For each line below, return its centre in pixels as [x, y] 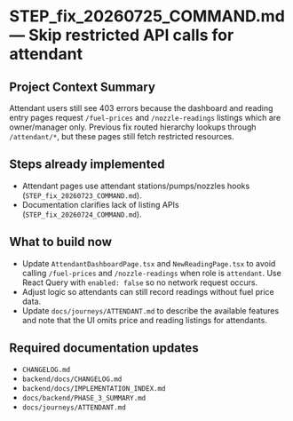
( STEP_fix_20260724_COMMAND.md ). [82, 214]
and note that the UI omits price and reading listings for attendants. [145, 320]
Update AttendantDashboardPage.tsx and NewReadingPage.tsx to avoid [149, 263]
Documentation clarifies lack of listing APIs [100, 204]
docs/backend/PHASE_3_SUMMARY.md [84, 398]
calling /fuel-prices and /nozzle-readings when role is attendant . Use [151, 273]
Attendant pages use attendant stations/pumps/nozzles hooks [136, 186]
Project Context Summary [82, 87]
